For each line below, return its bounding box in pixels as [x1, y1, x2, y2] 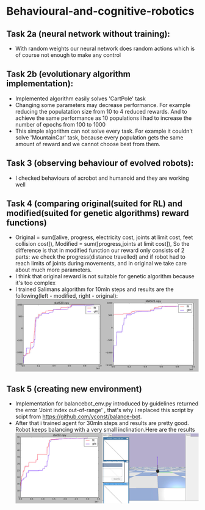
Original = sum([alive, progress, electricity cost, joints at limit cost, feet [15, 234, 193, 241]
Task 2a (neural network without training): [6, 29, 171, 39]
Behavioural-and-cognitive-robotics [6, 4, 195, 18]
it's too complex [15, 279, 56, 287]
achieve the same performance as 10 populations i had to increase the [15, 114, 192, 122]
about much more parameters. [15, 266, 92, 273]
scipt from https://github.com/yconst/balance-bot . [15, 413, 142, 420]
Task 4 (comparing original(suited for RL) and [6, 199, 183, 209]
